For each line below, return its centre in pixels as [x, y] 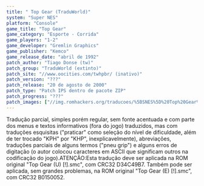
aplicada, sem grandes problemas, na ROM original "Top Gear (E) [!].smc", [99, 171]
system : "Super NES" [32, 18]
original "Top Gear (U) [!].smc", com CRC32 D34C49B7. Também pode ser [99, 164]
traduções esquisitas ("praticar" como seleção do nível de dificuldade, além [101, 132]
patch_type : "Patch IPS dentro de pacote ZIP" [66, 91]
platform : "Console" [32, 23]
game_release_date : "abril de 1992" [53, 57]
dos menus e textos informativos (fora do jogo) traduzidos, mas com [92, 125]
